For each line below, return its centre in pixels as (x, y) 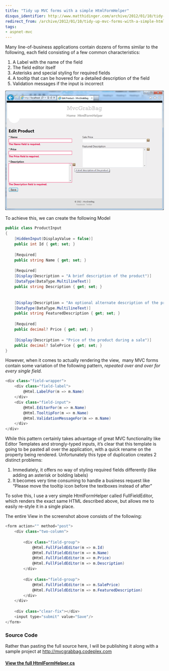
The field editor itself (34, 68)
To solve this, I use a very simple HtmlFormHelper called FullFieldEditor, (79, 496)
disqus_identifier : (26, 16)
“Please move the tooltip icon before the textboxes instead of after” (82, 486)
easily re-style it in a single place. (40, 507)
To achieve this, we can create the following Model (58, 218)
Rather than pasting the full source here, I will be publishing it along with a (82, 646)
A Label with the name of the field (48, 62)
